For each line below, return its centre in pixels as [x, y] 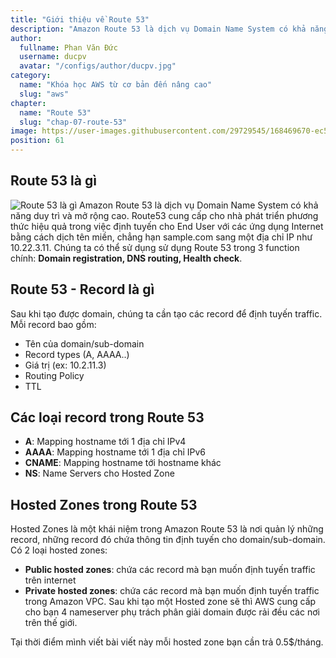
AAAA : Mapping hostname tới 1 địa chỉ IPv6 [115, 452]
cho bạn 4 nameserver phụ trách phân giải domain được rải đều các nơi [172, 612]
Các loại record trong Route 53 [107, 417]
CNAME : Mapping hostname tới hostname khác [123, 463]
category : [31, 76]
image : [24, 131]
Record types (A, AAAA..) [77, 354]
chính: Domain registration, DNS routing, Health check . [126, 258]
